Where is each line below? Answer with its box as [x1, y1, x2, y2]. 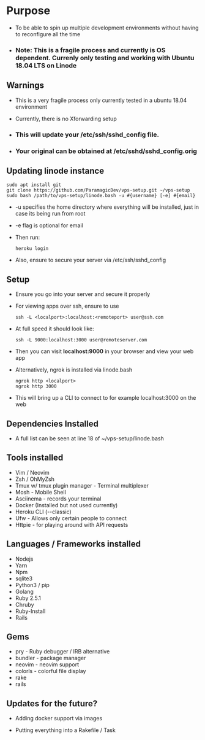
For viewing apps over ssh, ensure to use [15, 302, 119, 310]
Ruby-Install [15, 607, 46, 615]
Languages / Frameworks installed [6, 539, 141, 550]
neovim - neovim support [15, 661, 80, 668]
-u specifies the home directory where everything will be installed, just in [15, 203, 199, 211]
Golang [15, 588, 34, 595]
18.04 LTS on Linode [15, 61, 77, 69]
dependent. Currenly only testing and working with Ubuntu [15, 53, 195, 62]
